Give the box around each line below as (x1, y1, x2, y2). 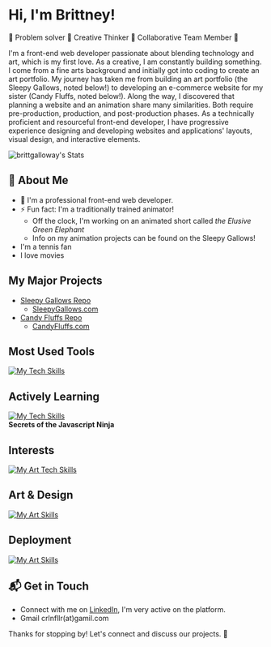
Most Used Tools (8, 345, 95, 358)
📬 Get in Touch (8, 580, 89, 593)
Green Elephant (32, 225, 85, 234)
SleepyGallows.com (32, 304, 99, 314)
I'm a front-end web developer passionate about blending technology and (8, 48, 255, 58)
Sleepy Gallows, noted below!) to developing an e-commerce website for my (8, 83, 264, 92)
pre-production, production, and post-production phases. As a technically (8, 108, 255, 118)
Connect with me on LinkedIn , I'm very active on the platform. (19, 605, 227, 615)
